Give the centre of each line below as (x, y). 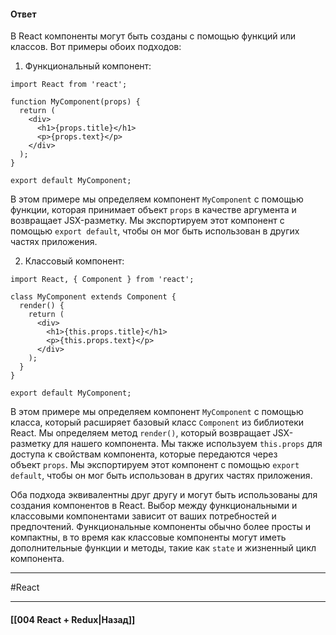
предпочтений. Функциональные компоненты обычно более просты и (160, 527)
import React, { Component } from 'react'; (102, 280)
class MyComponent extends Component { (93, 297)
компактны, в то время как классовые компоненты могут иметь (148, 537)
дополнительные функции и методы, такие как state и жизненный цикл (163, 548)
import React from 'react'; (69, 85)
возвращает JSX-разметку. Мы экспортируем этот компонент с (147, 221)
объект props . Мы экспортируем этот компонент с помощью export (155, 465)
